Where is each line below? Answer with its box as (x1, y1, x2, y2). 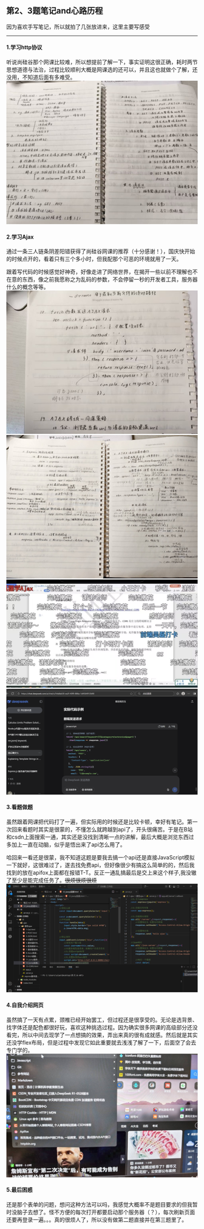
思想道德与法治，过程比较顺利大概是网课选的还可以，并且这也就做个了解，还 (6, 66, 198, 73)
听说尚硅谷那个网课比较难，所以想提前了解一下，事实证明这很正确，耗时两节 (6, 58, 198, 66)
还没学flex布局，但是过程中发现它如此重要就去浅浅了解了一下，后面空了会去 (6, 1038, 197, 1046)
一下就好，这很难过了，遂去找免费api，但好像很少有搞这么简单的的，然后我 (6, 861, 195, 868)
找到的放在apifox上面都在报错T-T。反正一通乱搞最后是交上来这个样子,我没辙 (6, 868, 197, 876)
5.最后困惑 (6, 1186, 33, 1194)
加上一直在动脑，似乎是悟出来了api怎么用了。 (11, 841, 126, 848)
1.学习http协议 (6, 44, 42, 51)
